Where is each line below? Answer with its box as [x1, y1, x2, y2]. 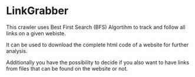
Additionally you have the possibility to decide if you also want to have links [6, 59, 190, 66]
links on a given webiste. [6, 29, 66, 36]
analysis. [6, 47, 28, 54]
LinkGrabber [6, 4, 69, 18]
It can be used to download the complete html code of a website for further [6, 41, 189, 48]
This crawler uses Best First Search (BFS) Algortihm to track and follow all [6, 24, 186, 31]
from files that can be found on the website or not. [6, 65, 128, 72]
